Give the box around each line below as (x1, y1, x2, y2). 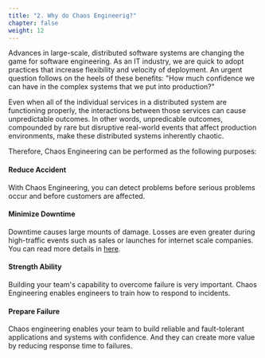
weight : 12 (8, 26, 45, 34)
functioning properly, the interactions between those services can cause (8, 106, 247, 115)
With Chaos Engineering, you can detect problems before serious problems (8, 182, 256, 192)
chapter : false (8, 19, 59, 27)
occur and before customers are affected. (8, 191, 146, 200)
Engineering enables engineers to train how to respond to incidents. (8, 288, 231, 298)
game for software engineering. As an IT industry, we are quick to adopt (8, 56, 244, 66)
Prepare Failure (8, 306, 60, 316)
